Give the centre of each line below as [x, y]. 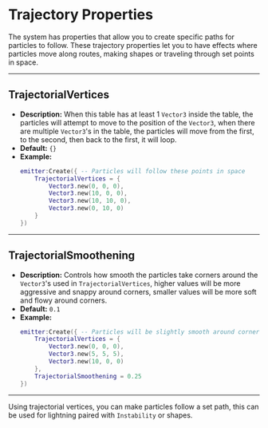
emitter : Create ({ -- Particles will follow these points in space [132, 171]
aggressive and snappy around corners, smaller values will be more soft [138, 291]
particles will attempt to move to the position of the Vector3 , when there [137, 122]
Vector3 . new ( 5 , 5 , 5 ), [87, 354]
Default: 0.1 [40, 308]
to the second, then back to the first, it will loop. [98, 139]
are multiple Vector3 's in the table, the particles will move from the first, [137, 131]
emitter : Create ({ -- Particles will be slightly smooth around [127, 332]
